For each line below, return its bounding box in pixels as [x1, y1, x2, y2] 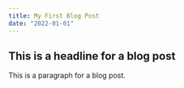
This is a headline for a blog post [8, 49, 176, 63]
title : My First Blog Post [8, 11, 100, 20]
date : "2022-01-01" [8, 19, 75, 27]
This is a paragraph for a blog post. [8, 70, 126, 81]
